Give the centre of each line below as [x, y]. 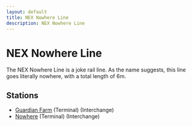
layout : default [27, 12]
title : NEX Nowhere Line [37, 18]
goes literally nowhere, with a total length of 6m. [66, 76]
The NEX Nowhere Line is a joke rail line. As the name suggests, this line [96, 70]
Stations [22, 95]
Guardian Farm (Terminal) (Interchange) [64, 110]
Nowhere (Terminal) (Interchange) [57, 116]
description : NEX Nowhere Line [46, 23]
